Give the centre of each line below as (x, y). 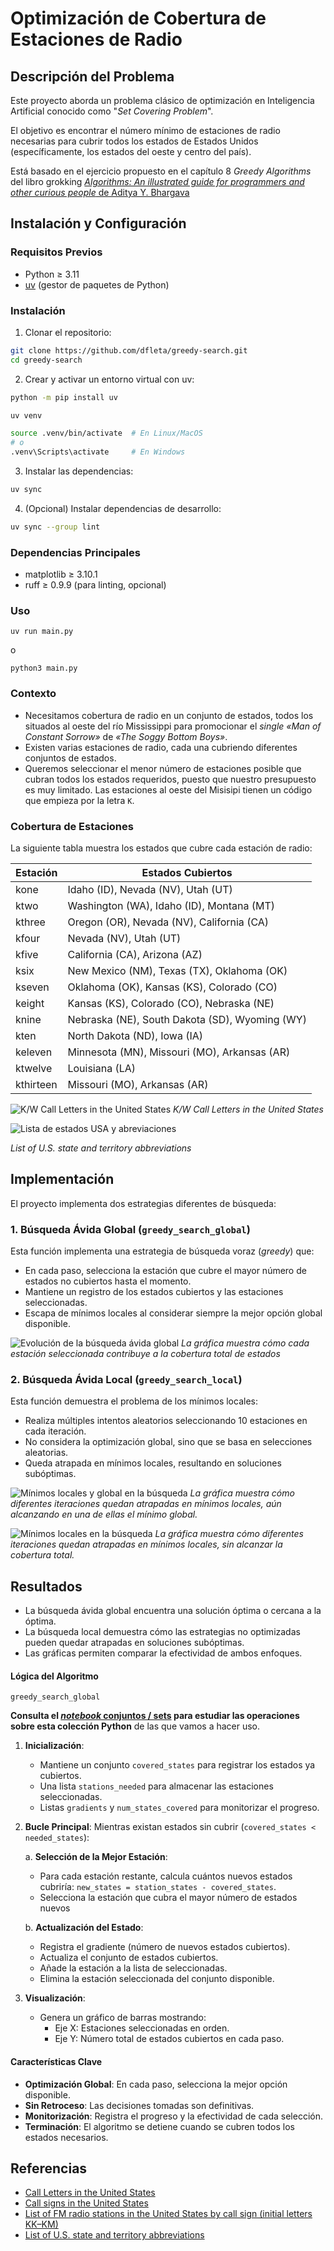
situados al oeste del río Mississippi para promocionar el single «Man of (173, 726)
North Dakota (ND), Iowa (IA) (135, 1036)
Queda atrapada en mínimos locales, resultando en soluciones (153, 1463)
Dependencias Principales (75, 552)
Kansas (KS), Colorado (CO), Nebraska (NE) (171, 1004)
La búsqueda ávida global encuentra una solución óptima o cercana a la (173, 1611)
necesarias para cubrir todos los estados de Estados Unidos (134, 141)
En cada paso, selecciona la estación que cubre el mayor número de (165, 1271)
